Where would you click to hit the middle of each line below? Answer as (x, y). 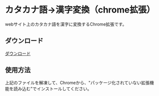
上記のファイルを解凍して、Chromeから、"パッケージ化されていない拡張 (78, 82)
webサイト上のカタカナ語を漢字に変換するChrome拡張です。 (66, 24)
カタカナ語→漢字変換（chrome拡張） (80, 10)
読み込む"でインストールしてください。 (53, 89)
